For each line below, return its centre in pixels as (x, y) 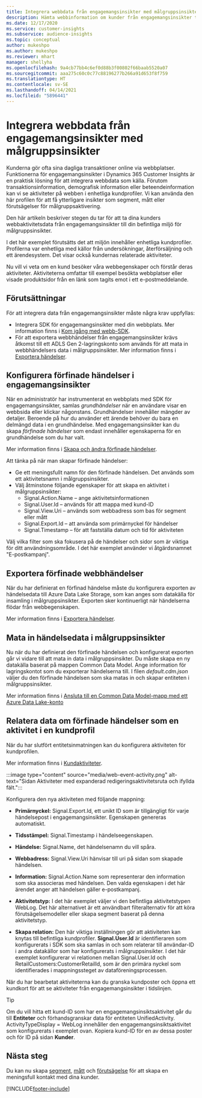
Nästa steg (27, 1056)
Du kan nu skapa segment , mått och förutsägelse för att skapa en (87, 1070)
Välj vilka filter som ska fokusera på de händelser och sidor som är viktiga (97, 541)
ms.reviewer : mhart (31, 57)
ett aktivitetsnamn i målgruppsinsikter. (62, 479)
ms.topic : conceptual (33, 40)
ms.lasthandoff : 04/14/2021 (41, 90)
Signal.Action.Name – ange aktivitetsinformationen (86, 498)
